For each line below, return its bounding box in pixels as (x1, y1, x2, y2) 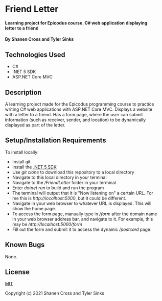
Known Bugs (5, 241, 45, 249)
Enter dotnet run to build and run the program (12, 185, 104, 191)
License (5, 268, 30, 276)
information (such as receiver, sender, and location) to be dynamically (5, 117, 146, 123)
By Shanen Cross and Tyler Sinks (5, 36, 74, 42)
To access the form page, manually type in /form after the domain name (12, 211, 158, 217)
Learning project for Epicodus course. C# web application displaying (5, 20, 148, 25)
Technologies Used (5, 50, 65, 59)
